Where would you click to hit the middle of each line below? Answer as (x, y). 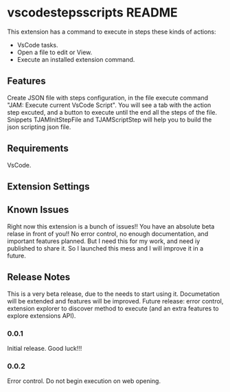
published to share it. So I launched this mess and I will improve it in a (105, 248)
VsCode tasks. (37, 45)
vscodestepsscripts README (93, 13)
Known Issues (38, 210)
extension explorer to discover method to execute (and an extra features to (113, 308)
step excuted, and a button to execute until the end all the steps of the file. (112, 112)
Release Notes (39, 277)
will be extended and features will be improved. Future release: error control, (115, 301)
